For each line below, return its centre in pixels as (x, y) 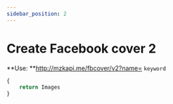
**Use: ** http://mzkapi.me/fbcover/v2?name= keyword (86, 68)
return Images (40, 87)
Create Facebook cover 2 (81, 48)
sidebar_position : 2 (37, 14)
